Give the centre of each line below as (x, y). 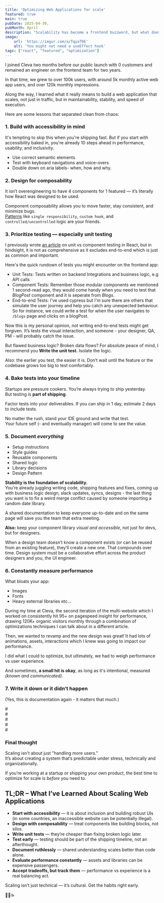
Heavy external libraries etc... (42, 601)
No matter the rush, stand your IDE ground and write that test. (67, 418)
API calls (21, 280)
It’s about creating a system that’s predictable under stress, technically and (81, 758)
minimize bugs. (20, 211)
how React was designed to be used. (42, 196)
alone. (18, 855)
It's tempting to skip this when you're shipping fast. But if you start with (77, 137)
